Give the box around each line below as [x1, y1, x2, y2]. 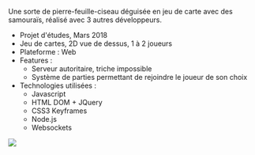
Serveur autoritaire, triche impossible [31, 64, 152, 74]
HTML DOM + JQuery [31, 98, 103, 107]
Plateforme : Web [19, 47, 77, 56]
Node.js [31, 115, 58, 123]
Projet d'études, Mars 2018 [19, 31, 108, 40]
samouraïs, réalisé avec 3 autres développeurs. [8, 15, 163, 25]
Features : [19, 55, 53, 65]
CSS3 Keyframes [31, 106, 88, 115]
